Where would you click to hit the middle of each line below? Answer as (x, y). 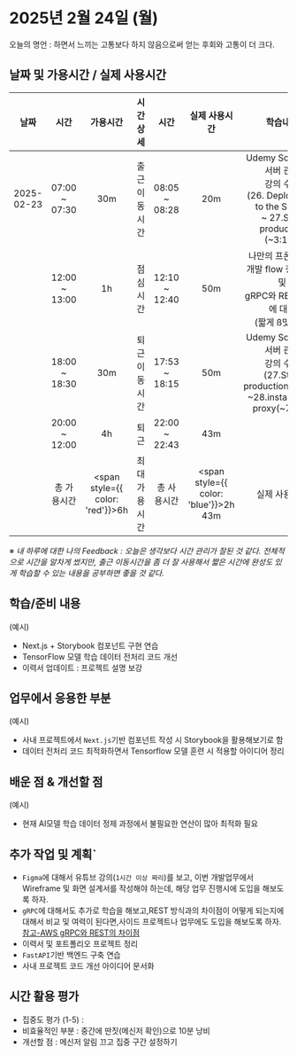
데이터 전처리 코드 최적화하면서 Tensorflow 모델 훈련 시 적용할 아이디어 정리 (153, 751)
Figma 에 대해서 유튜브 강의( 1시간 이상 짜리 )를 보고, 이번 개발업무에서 (138, 877)
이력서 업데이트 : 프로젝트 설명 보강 (82, 668)
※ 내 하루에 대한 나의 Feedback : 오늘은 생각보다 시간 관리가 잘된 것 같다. (135, 551)
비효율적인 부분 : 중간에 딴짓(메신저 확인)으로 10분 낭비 (116, 1030)
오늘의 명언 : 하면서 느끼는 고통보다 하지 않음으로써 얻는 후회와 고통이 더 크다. (142, 44)
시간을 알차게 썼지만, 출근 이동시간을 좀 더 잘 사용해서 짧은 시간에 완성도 (149, 562)
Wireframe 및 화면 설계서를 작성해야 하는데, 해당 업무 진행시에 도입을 (141, 888)
